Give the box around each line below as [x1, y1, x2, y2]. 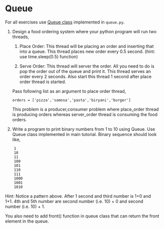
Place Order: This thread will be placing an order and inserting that [19, 43, 154, 49]
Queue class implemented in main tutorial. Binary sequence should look [12, 131, 157, 137]
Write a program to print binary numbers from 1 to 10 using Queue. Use [12, 126, 155, 132]
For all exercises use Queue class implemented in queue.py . [5, 19, 125, 25]
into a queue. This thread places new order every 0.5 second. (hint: [19, 48, 156, 54]
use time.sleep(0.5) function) [19, 53, 78, 59]
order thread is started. [19, 79, 66, 85]
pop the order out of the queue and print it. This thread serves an [19, 68, 151, 74]
